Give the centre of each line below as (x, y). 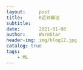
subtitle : (19, 23)
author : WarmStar (34, 35)
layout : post (28, 12)
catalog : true (24, 46)
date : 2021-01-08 (36, 29)
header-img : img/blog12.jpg (42, 40)
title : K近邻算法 (33, 18)
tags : (13, 52)
